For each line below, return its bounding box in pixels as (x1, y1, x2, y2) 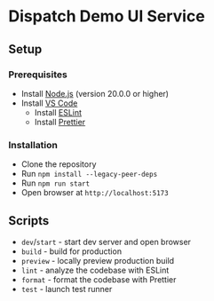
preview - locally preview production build (20, 255, 175, 265)
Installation (8, 139, 59, 151)
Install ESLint (34, 107, 82, 117)
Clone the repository (20, 159, 97, 170)
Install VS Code (20, 98, 78, 108)
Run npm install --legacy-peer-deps (20, 169, 158, 179)
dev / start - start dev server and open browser (20, 236, 192, 247)
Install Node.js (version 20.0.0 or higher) (20, 88, 170, 99)
